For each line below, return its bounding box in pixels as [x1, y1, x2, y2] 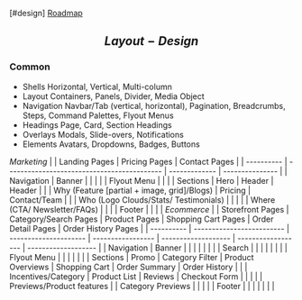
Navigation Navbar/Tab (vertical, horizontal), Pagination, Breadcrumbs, [22, 100, 286, 111]
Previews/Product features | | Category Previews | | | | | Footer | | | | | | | [9, 280, 275, 291]
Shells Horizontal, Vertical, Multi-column [22, 81, 173, 92]
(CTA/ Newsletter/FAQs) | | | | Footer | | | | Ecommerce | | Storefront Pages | [9, 204, 289, 214]
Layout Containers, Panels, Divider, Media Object [22, 90, 205, 102]
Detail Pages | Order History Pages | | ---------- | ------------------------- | [9, 223, 290, 233]
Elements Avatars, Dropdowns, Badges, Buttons [22, 139, 200, 150]
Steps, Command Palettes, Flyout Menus [22, 110, 174, 121]
